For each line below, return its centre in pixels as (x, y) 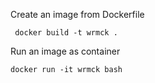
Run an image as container (65, 51)
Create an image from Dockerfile (77, 14)
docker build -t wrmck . (66, 33)
